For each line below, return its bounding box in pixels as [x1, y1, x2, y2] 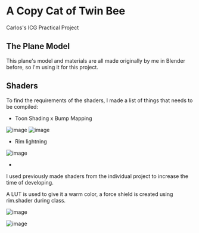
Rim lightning [14, 137, 48, 145]
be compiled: [6, 103, 39, 110]
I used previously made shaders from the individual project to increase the [6, 172, 189, 180]
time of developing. [6, 179, 54, 186]
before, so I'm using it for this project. [6, 63, 98, 70]
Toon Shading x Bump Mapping [14, 115, 92, 122]
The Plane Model [6, 41, 70, 51]
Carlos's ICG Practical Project [6, 24, 79, 31]
